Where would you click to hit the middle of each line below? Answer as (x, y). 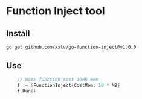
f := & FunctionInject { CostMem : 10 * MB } (69, 85)
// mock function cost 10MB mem (58, 80)
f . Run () (27, 91)
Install (18, 34)
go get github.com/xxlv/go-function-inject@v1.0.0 (71, 47)
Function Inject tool (56, 11)
